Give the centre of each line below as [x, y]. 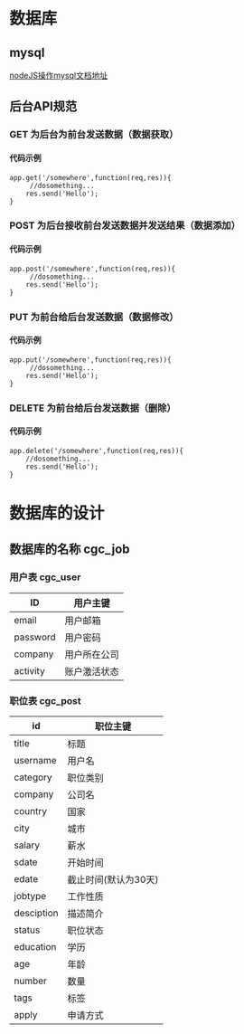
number [31, 981]
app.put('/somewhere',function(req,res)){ [90, 360]
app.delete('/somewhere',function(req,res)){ [96, 451]
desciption [36, 913]
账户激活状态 [92, 671]
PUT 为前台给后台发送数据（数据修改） [94, 317]
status [27, 930]
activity [29, 670]
